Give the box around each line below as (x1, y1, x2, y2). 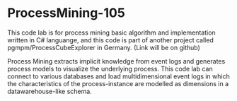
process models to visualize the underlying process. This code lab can (7, 64, 214, 73)
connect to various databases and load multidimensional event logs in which (7, 72, 230, 81)
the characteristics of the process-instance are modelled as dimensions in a (7, 79, 229, 88)
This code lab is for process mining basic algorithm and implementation (7, 28, 216, 37)
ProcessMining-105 (7, 5, 125, 21)
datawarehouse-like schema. (7, 87, 92, 95)
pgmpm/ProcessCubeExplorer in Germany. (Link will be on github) (7, 43, 200, 52)
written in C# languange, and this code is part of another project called (7, 35, 214, 44)
